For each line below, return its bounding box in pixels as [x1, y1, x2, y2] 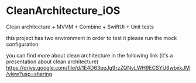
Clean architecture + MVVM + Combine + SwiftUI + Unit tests [6, 23, 154, 30]
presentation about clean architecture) [6, 58, 99, 65]
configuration [6, 41, 39, 48]
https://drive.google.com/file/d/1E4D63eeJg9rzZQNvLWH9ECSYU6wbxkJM [6, 64, 190, 71]
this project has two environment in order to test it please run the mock [6, 34, 177, 41]
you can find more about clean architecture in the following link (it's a [6, 52, 173, 59]
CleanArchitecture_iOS [6, 4, 121, 17]
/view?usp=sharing [6, 70, 53, 77]
